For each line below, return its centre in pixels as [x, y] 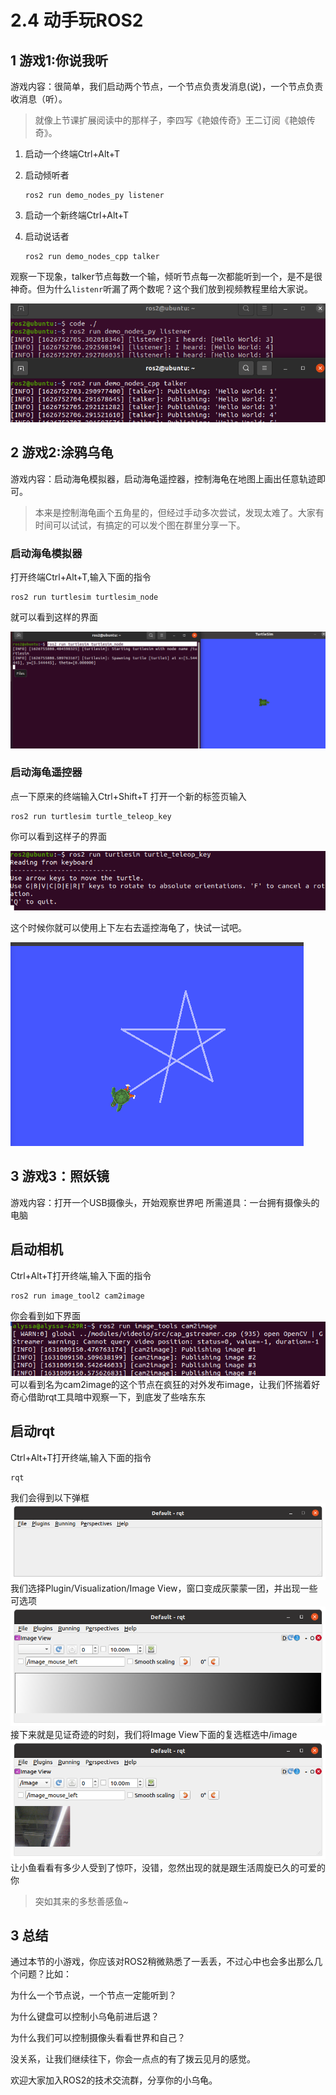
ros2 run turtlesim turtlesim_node [84, 597]
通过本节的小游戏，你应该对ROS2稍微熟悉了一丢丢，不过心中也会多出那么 [162, 1962]
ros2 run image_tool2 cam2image [77, 1296]
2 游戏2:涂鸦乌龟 [62, 452]
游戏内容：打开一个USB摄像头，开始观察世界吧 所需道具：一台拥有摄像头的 [165, 1202]
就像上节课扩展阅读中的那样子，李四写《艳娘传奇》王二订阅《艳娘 [170, 120]
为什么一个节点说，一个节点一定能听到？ [93, 1995]
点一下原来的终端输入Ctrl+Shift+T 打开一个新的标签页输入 [128, 796]
